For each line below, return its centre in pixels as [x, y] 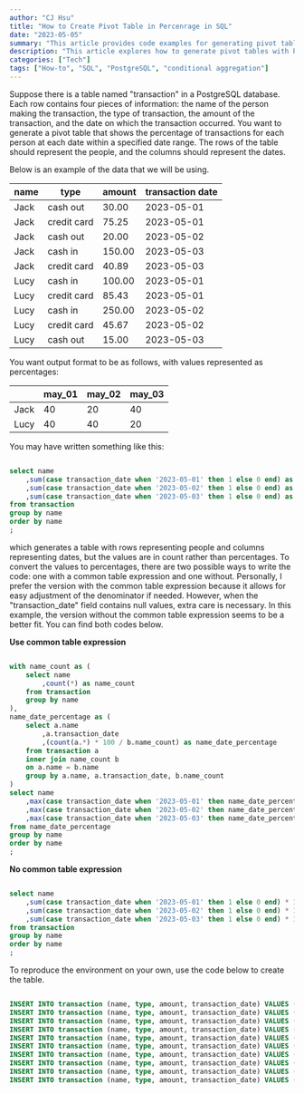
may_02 [104, 393]
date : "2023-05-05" [46, 34]
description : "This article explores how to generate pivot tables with [149, 52]
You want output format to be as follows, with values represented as [137, 362]
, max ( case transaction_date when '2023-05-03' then [125, 818]
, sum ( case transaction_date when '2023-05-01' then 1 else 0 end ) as [160, 479]
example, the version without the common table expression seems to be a [147, 615]
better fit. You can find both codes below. [86, 624]
